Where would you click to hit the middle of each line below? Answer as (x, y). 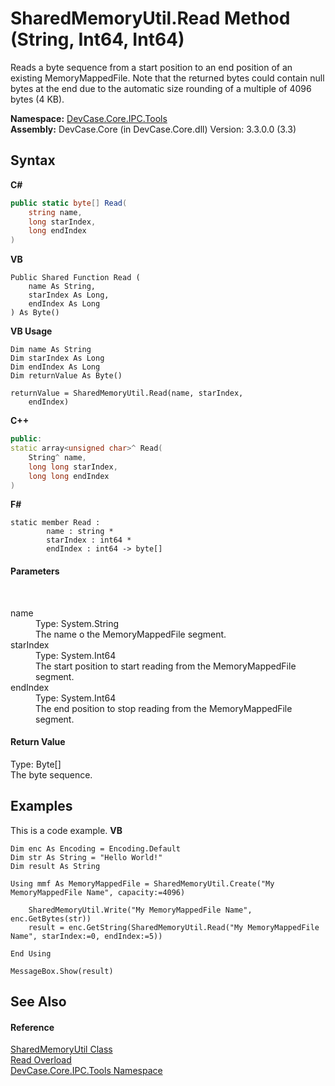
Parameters (35, 571)
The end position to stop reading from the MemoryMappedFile (164, 708)
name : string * (80, 532)
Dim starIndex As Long (57, 358)
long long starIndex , (73, 467)
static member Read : (55, 523)
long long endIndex (69, 476)
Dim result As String (55, 866)
